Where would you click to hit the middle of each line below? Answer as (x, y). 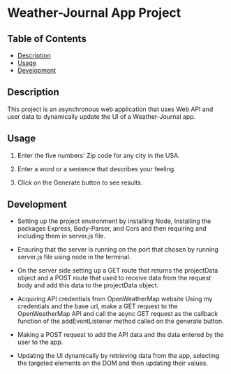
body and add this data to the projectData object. (88, 285)
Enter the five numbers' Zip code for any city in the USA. (98, 155)
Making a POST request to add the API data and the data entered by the (120, 335)
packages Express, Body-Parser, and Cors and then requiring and (112, 229)
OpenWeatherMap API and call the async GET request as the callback (118, 314)
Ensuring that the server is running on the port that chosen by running (118, 250)
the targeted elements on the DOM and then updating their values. (112, 363)
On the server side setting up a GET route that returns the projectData (118, 271)
